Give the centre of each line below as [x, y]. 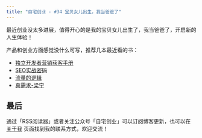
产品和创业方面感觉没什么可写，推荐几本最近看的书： [72, 50]
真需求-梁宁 [30, 85]
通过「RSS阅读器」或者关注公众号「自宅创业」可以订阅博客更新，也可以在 [99, 121]
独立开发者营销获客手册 [44, 62]
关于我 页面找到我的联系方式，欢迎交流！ [57, 129]
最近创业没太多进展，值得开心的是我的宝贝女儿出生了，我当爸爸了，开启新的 [101, 29]
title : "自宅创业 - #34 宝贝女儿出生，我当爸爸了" [64, 12]
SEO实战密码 [31, 70]
